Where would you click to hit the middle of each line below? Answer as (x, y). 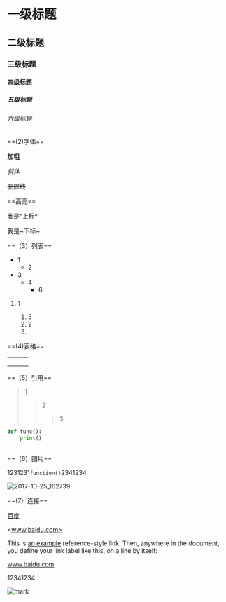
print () (31, 438)
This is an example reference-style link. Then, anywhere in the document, (113, 543)
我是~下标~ (24, 231)
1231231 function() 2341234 (47, 473)
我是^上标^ (23, 216)
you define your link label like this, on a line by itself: (82, 551)
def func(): (24, 432)
